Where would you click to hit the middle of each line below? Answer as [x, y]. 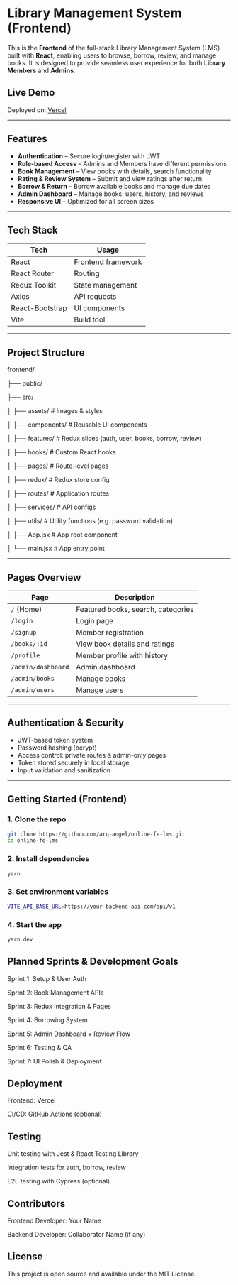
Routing [87, 273]
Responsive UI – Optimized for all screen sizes [86, 201]
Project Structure [46, 352]
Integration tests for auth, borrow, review [67, 1168]
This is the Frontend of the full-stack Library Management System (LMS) [114, 48]
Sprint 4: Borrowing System [48, 1019]
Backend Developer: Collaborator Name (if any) [76, 1235]
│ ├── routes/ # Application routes [58, 493]
